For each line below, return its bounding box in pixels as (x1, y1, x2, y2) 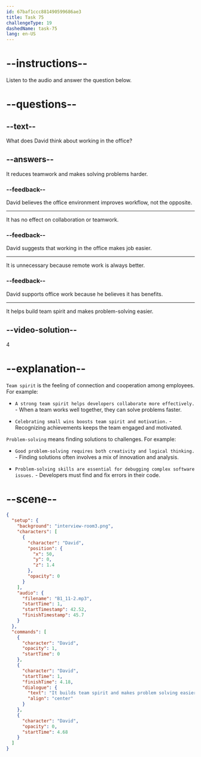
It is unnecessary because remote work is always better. (6, 262, 145, 269)
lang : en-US (6, 31, 36, 37)
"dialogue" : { (22, 685, 58, 691)
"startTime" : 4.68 (22, 729, 68, 735)
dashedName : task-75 (6, 25, 58, 32)
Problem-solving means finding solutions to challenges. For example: (6, 435, 176, 443)
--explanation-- (6, 361, 86, 375)
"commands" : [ (11, 629, 47, 635)
